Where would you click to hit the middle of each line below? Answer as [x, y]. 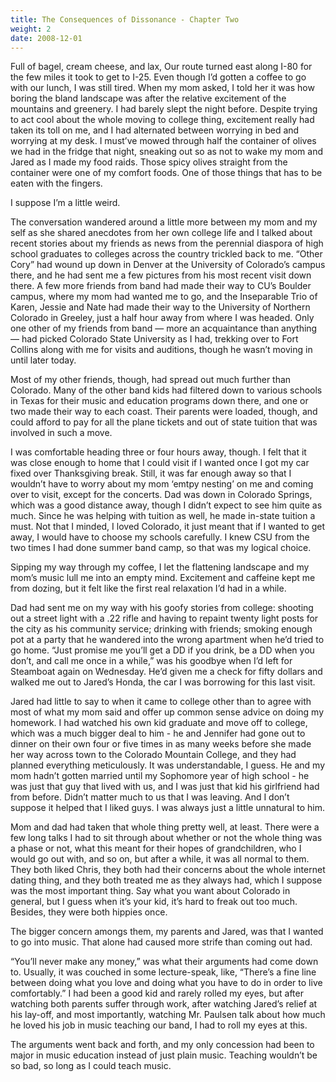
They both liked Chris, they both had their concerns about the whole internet [168, 870]
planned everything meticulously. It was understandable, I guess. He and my [168, 765]
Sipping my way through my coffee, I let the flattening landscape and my [160, 567]
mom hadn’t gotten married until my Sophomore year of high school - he [160, 776]
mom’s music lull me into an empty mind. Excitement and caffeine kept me [163, 578]
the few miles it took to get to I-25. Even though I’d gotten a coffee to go [158, 77]
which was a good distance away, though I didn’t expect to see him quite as [166, 505]
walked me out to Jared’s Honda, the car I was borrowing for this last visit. [163, 682]
